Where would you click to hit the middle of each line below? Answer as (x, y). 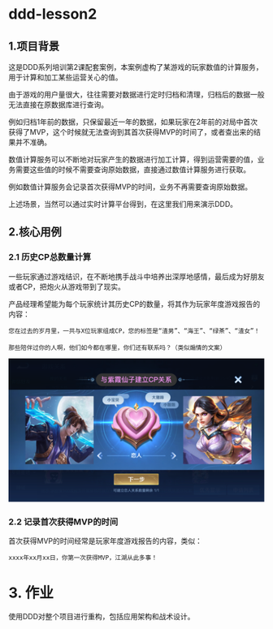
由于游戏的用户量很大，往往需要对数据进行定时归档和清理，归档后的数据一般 (136, 95)
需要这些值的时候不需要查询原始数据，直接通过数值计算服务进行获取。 (132, 170)
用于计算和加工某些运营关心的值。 (65, 77)
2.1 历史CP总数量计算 (50, 257)
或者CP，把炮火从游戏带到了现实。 (67, 286)
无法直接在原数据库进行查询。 (58, 105)
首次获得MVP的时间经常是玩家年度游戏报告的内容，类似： (106, 541)
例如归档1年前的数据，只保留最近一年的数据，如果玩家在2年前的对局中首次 (133, 122)
